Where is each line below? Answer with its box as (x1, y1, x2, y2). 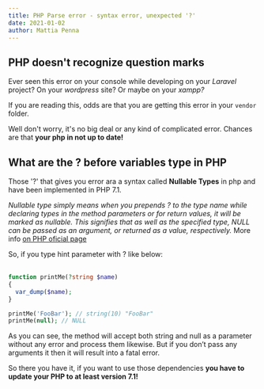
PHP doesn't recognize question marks (8, 55, 205, 69)
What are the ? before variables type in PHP (8, 155, 227, 169)
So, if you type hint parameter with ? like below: (8, 250, 164, 258)
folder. (8, 109, 29, 119)
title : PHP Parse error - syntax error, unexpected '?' (8, 11, 196, 20)
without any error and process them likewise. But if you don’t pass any (8, 340, 238, 349)
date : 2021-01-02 (8, 19, 66, 27)
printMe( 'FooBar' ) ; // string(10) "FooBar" (8, 310, 154, 318)
